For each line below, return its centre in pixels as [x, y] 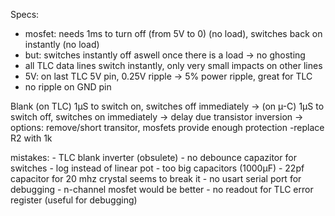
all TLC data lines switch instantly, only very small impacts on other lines [173, 65]
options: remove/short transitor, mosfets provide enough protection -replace [167, 127]
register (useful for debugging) [74, 200]
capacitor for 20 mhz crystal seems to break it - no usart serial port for [156, 178]
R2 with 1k [31, 138]
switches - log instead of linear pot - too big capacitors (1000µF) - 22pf [157, 168]
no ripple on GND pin [68, 87]
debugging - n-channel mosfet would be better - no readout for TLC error [162, 189]
